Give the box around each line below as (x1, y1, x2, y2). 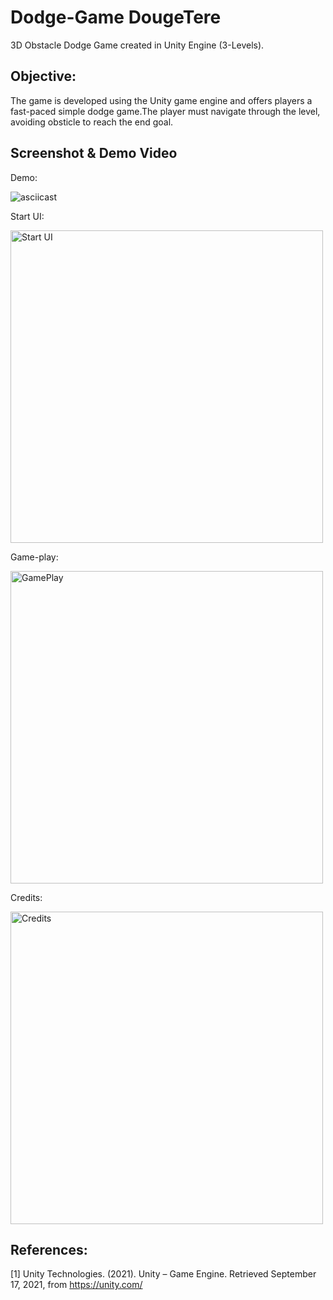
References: (10, 1241, 88, 1258)
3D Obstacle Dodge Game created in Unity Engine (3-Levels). (10, 39, 265, 51)
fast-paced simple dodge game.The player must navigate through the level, (10, 105, 321, 117)
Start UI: (10, 210, 45, 222)
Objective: (10, 68, 77, 85)
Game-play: (10, 551, 59, 563)
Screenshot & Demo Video (10, 145, 178, 162)
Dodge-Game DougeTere (10, 6, 222, 29)
